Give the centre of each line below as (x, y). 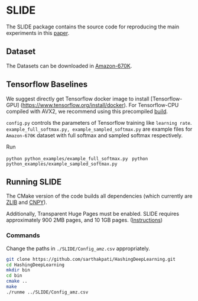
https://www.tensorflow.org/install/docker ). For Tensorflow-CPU (100, 105)
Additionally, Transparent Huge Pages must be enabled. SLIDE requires (92, 214)
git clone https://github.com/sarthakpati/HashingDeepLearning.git (91, 259)
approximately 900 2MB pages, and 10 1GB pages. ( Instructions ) (85, 220)
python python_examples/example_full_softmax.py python (77, 158)
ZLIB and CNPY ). (27, 202)
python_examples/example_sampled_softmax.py (62, 164)
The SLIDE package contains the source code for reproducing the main (93, 27)
